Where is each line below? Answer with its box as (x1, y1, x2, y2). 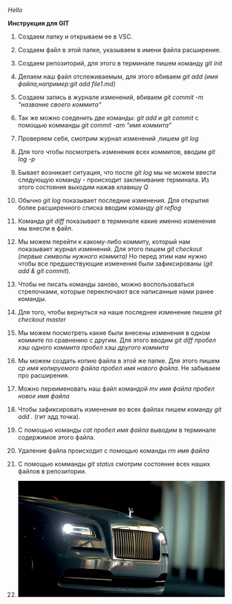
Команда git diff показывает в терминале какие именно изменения (17, 217, 216, 225)
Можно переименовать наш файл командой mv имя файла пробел (17, 385, 215, 393)
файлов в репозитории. (17, 467, 87, 475)
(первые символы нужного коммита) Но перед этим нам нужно (17, 252, 207, 260)
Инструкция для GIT (8, 19, 70, 27)
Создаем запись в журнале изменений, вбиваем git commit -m (17, 93, 204, 101)
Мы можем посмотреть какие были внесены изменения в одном (17, 329, 211, 336)
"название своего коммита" (17, 100, 102, 109)
